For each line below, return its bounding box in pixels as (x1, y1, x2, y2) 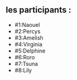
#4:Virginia (14, 40, 43, 48)
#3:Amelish (14, 34, 43, 42)
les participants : (5, 5, 71, 15)
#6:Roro (14, 53, 35, 60)
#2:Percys (14, 27, 41, 35)
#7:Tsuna (14, 60, 38, 67)
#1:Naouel (14, 21, 40, 28)
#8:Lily (14, 67, 32, 74)
